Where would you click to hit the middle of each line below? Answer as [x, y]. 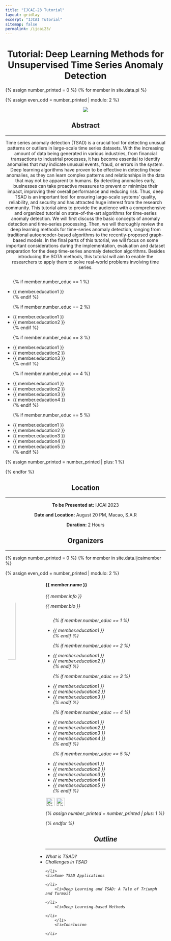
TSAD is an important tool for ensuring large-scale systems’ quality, [85, 196]
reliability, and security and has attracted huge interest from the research [85, 202]
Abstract [85, 126]
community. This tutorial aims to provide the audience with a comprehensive [85, 208]
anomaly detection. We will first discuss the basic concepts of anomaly [85, 218]
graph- [156, 235]
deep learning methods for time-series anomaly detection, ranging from [85, 229]
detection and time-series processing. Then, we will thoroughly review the [85, 224]
